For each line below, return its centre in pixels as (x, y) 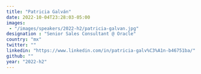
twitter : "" (21, 45)
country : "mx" (24, 39)
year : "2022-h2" (27, 61)
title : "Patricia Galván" (39, 12)
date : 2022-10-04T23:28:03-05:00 (48, 17)
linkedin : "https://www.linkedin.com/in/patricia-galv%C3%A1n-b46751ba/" (101, 51)
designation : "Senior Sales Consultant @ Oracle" (71, 34)
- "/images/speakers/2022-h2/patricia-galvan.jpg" (74, 28)
